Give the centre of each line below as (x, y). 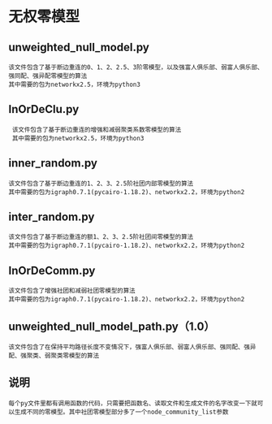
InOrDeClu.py (44, 109)
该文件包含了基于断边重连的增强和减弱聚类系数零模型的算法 (97, 130)
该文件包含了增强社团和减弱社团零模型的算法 (72, 291)
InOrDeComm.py (52, 270)
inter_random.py (52, 217)
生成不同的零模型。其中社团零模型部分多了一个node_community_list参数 (121, 412)
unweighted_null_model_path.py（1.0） (112, 326)
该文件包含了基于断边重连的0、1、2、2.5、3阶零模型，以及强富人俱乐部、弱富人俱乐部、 (136, 67)
